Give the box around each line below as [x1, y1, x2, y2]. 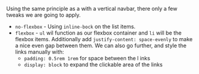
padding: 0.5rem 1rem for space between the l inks [24, 55, 151, 61]
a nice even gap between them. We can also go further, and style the [14, 42, 187, 49]
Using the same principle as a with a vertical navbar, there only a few [6, 5, 178, 12]
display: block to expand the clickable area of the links [24, 61, 163, 68]
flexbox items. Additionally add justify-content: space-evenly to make [14, 36, 193, 42]
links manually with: [14, 48, 65, 55]
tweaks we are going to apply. [6, 11, 81, 18]
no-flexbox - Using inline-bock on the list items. [14, 23, 136, 30]
